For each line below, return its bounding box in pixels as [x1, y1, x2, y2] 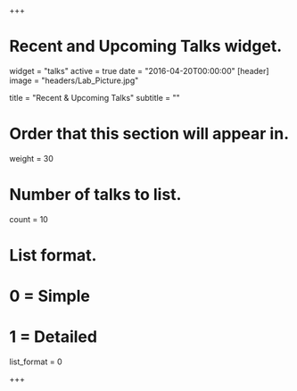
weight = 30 [9, 153, 54, 163]
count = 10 [9, 213, 49, 224]
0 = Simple [9, 287, 91, 306]
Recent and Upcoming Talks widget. [9, 37, 283, 56]
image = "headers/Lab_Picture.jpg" [9, 75, 139, 86]
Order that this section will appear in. [9, 124, 290, 144]
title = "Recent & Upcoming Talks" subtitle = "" [9, 92, 180, 103]
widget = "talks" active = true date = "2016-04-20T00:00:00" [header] [9, 65, 269, 76]
